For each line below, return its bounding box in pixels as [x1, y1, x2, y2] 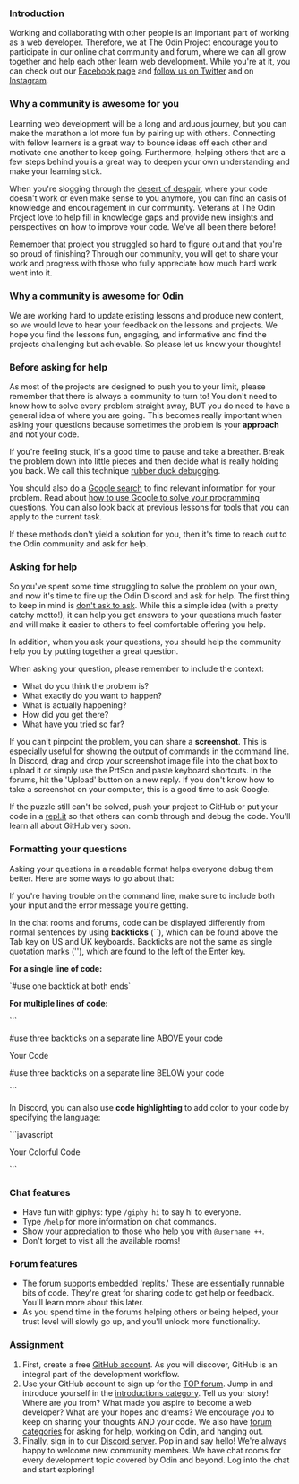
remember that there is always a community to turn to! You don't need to [9, 391, 278, 402]
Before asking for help [9, 361, 108, 373]
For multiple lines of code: [9, 998, 109, 1008]
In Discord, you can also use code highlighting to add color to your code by [9, 1102, 289, 1113]
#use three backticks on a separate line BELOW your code [9, 1067, 225, 1078]
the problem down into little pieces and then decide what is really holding [9, 456, 279, 467]
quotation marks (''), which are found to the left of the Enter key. [9, 946, 246, 956]
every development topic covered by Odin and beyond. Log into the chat [21, 1454, 290, 1465]
